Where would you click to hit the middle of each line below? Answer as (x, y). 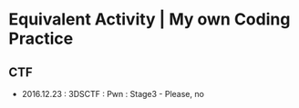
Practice (41, 39)
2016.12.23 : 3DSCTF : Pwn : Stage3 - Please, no (113, 94)
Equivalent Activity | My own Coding (149, 20)
